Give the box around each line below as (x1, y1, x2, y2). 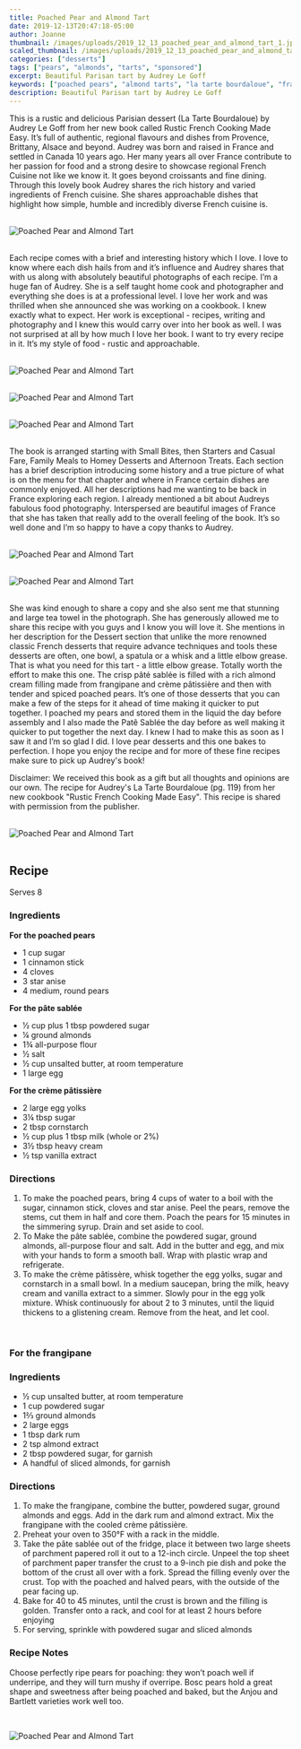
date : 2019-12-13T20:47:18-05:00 (9, 22, 134, 30)
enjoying (21, 1615, 55, 1625)
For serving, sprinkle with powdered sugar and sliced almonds (21, 1624, 253, 1635)
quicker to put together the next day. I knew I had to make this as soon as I (9, 726, 284, 737)
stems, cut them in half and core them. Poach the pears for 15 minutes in (21, 1211, 290, 1222)
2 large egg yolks (21, 1102, 87, 1113)
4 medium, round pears (21, 985, 109, 996)
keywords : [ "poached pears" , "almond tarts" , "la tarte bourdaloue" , (9, 80, 275, 89)
